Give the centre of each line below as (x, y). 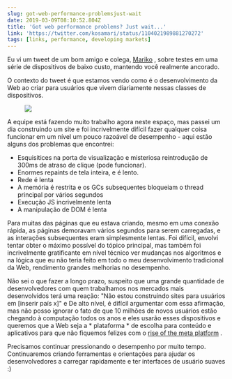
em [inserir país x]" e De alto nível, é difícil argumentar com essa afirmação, (116, 304)
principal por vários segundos (60, 195)
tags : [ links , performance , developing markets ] (79, 40)
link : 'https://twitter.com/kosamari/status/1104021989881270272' (106, 33)
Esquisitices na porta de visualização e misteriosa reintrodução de (113, 158)
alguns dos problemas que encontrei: (61, 144)
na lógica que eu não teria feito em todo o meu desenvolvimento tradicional (116, 260)
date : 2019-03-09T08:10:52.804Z (54, 20)
